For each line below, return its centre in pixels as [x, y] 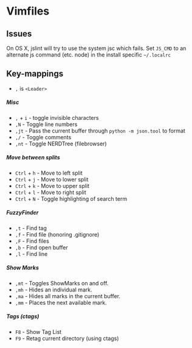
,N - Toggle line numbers [46, 124]
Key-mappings [35, 74]
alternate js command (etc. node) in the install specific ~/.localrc [89, 55]
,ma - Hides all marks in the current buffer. [67, 296]
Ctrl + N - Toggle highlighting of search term [71, 198]
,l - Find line [31, 254]
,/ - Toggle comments [43, 137]
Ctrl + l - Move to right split [50, 192]
